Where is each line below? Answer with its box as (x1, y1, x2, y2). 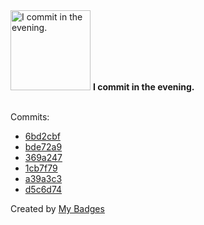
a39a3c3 (24, 173, 63, 184)
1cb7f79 (24, 162, 58, 174)
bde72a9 (24, 141, 63, 153)
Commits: (10, 111, 50, 123)
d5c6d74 (24, 184, 63, 195)
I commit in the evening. (92, 81, 195, 93)
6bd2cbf (24, 130, 61, 142)
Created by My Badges (10, 203, 105, 214)
